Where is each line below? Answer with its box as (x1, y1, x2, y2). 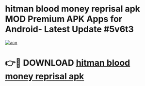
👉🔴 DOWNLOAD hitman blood (5, 58, 130, 68)
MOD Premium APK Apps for (5, 13, 123, 25)
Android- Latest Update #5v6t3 (5, 24, 134, 35)
